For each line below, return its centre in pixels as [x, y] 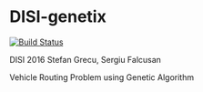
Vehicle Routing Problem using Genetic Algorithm [101, 77]
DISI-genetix [58, 17]
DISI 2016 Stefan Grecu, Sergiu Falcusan [86, 59]
